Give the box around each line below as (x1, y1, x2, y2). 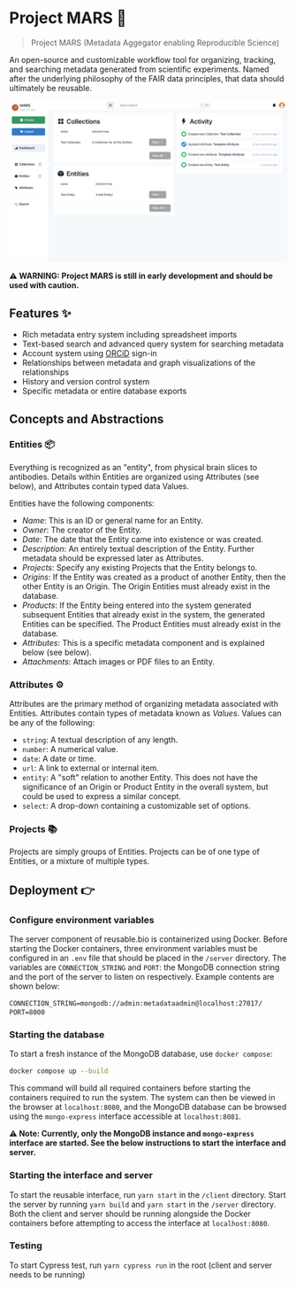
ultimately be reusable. (9, 82, 93, 93)
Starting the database (9, 1029, 105, 1041)
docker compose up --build (9, 1067, 109, 1075)
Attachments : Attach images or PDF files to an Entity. (21, 656, 215, 667)
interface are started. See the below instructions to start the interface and (9, 1138, 286, 1148)
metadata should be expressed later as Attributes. (21, 553, 204, 563)
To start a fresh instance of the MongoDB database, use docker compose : (9, 1049, 273, 1060)
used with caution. (9, 280, 80, 291)
